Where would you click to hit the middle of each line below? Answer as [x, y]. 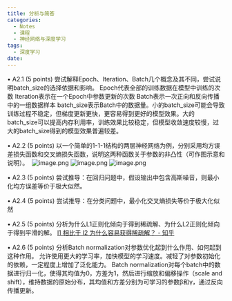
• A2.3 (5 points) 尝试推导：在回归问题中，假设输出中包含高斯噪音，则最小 [113, 177]
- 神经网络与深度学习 [40, 39]
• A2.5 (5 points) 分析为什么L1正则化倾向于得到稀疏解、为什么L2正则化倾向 [114, 224]
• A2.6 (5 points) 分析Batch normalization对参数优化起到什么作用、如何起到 [115, 247]
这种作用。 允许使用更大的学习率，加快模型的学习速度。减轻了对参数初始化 [114, 255]
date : [15, 59]
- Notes [25, 26]
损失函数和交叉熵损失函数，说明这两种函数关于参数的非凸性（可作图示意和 [119, 154]
